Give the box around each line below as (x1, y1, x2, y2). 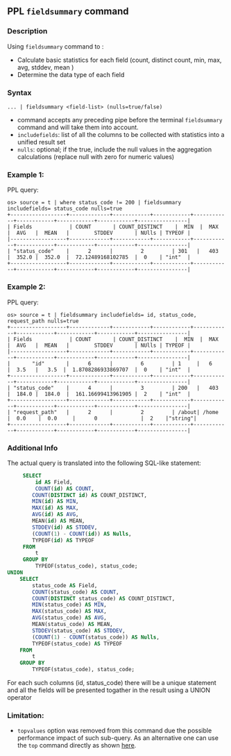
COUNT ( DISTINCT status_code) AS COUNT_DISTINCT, (32, 595, 176, 602)
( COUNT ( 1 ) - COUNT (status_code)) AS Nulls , (32, 634, 160, 641)
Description (7, 26, 48, 36)
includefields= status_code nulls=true (7, 205, 123, 213)
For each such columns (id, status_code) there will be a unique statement (7, 679, 216, 687)
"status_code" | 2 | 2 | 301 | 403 (13, 248, 219, 255)
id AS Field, (35, 479, 73, 486)
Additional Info (7, 443, 58, 452)
